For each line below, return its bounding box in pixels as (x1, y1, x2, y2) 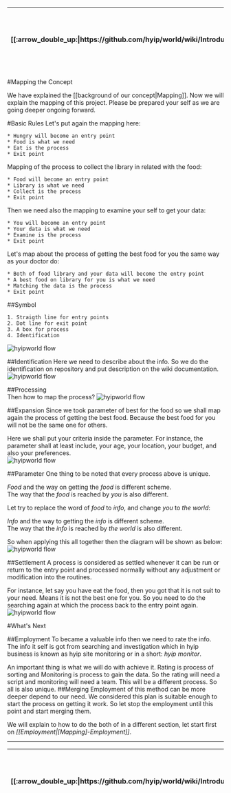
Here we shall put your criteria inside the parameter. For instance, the (7, 434, 203, 442)
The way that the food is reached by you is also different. (7, 490, 169, 499)
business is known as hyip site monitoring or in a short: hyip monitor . (7, 650, 201, 658)
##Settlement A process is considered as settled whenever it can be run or (7, 559, 220, 566)
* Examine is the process (7, 232, 81, 239)
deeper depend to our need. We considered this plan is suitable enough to (7, 692, 218, 701)
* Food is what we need (7, 139, 76, 145)
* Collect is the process (7, 188, 81, 195)
